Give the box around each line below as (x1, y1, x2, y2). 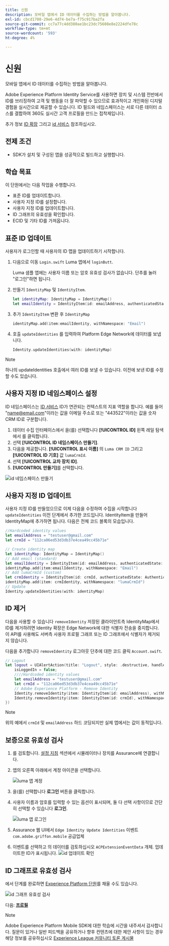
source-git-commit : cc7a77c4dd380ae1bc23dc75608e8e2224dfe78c (5, 21, 138, 27)
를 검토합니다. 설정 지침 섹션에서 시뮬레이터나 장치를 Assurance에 (12, 750, 142, 756)
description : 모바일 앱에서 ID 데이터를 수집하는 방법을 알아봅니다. (5, 12, 131, 17)
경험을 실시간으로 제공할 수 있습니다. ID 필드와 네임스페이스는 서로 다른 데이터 (5, 104, 157, 110)
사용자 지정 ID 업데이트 (5, 491, 71, 500)
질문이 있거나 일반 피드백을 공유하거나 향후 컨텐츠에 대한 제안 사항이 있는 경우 (12, 928, 163, 934)
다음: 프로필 (5, 902, 29, 908)
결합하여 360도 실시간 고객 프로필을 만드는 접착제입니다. (14, 110, 125, 116)
